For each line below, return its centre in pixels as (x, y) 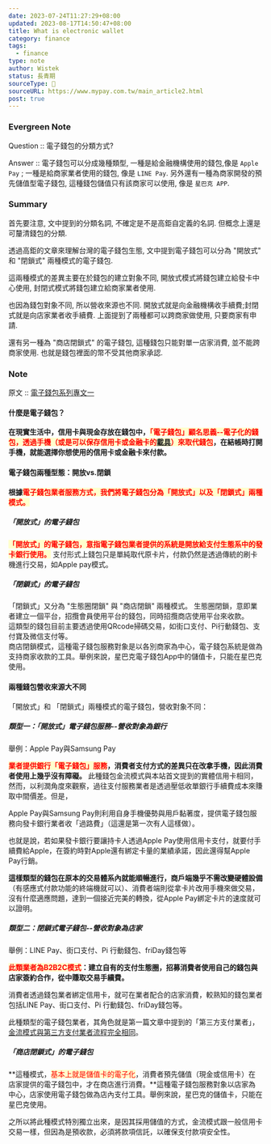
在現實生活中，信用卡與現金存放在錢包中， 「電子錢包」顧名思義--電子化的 (130, 432)
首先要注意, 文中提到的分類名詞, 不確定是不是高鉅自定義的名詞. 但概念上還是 (134, 222)
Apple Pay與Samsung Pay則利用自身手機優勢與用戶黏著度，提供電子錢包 (129, 813)
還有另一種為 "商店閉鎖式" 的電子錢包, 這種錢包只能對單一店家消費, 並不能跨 (134, 342)
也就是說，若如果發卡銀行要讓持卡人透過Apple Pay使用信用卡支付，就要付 (131, 840)
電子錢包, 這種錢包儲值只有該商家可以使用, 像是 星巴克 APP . (133, 183)
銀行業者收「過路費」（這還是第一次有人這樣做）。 (117, 823)
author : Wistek (34, 69)
